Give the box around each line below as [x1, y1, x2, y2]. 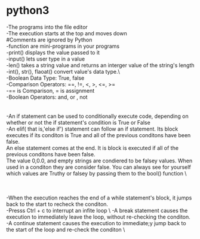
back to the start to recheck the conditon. [6, 200, 109, 207]
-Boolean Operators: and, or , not [6, 93, 88, 101]
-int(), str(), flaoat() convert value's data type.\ [6, 68, 121, 75]
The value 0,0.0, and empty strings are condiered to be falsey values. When [6, 157, 193, 164]
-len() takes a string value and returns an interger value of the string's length [6, 61, 195, 69]
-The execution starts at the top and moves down [6, 29, 127, 37]
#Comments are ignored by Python [6, 36, 93, 43]
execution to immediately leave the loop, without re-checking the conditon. [6, 213, 191, 220]
